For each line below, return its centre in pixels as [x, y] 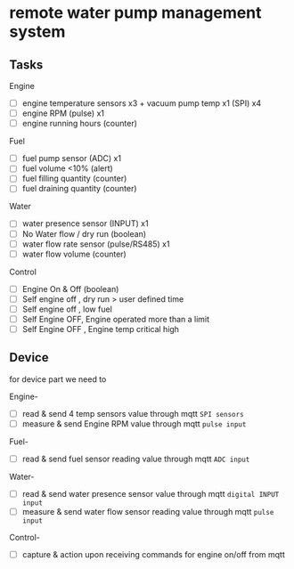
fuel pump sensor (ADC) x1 [72, 159]
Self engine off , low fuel [67, 309]
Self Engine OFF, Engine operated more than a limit [116, 319]
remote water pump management [135, 13]
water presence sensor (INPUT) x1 [85, 224]
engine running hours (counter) [80, 124]
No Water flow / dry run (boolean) [84, 233]
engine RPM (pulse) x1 [63, 113]
